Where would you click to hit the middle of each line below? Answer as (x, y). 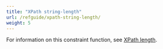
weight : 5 (19, 23)
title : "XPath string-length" (44, 12)
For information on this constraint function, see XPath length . (82, 40)
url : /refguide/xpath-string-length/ (54, 17)
